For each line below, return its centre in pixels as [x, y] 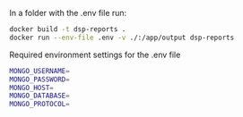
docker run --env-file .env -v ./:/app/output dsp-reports [122, 38]
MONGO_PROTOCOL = [39, 104]
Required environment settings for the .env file [95, 54]
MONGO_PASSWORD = [39, 79]
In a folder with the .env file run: [68, 13]
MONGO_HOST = [31, 88]
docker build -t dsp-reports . [68, 29]
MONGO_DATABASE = [39, 96]
